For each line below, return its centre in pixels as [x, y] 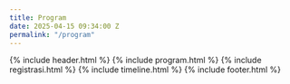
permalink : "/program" [52, 34]
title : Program [38, 18]
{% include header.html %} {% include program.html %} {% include [135, 61]
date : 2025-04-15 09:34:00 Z [64, 26]
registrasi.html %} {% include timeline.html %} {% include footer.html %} [145, 70]
